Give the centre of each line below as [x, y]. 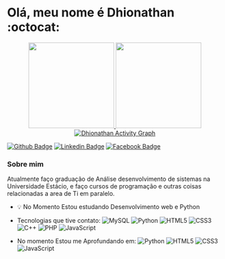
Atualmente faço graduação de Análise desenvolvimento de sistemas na [109, 179]
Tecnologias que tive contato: [59, 221]
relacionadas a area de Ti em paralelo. [61, 194]
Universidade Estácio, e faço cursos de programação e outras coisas [104, 186]
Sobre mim [26, 164]
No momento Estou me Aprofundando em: [77, 241]
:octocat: [34, 27]
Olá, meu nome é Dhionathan [91, 13]
